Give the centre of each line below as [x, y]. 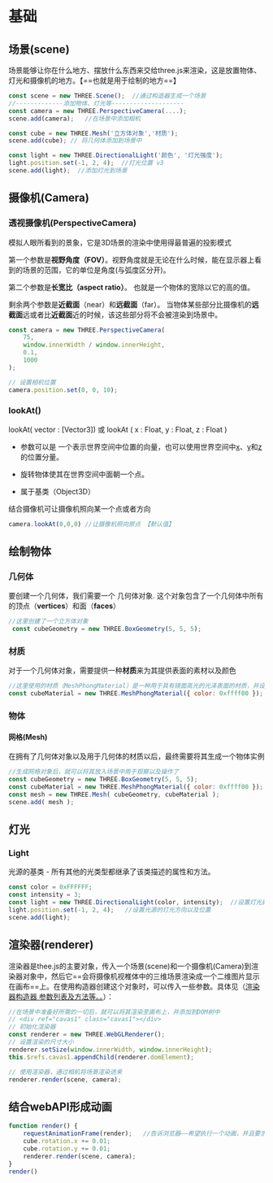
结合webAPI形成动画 [60, 1107]
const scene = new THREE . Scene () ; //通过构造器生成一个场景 [107, 96]
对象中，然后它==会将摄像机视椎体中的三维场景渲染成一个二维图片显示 [141, 976]
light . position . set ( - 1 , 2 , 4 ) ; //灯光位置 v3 [86, 163]
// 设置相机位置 [32, 382]
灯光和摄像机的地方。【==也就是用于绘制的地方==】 [95, 80]
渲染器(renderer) [51, 945]
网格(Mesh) [28, 737]
